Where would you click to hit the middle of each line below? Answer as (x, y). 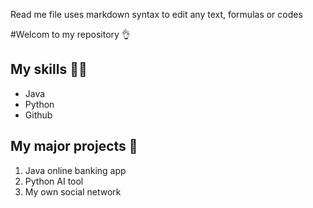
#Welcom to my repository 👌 (70, 34)
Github (38, 115)
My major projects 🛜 (74, 146)
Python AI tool (54, 181)
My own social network (73, 191)
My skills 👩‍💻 (49, 69)
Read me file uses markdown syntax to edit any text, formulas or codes (156, 14)
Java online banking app (75, 170)
